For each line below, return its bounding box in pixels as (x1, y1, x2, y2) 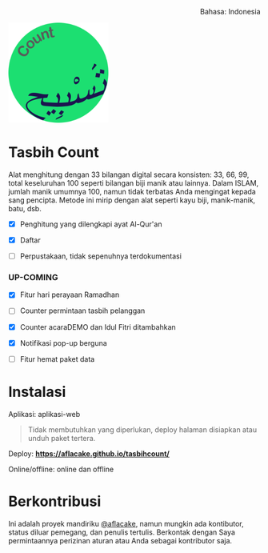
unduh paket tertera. (27, 433, 96, 443)
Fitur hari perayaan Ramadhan (19, 290, 120, 299)
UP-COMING (8, 272, 58, 283)
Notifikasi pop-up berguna (19, 338, 108, 347)
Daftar (19, 235, 42, 245)
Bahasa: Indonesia (199, 7, 261, 16)
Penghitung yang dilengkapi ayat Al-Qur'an (19, 219, 162, 229)
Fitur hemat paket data (19, 354, 95, 363)
